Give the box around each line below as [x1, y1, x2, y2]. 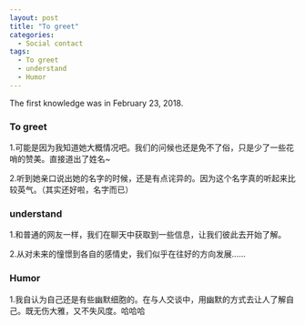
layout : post [9, 13, 59, 23]
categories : [9, 30, 55, 39]
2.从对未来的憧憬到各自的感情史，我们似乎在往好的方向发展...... [9, 249, 246, 259]
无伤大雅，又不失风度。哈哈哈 [33, 305, 146, 316]
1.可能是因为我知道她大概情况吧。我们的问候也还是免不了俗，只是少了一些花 [9, 142, 294, 153]
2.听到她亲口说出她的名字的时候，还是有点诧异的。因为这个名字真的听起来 [9, 173, 289, 184]
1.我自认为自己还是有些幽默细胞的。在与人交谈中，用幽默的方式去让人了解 [9, 293, 287, 305]
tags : [9, 47, 30, 56]
